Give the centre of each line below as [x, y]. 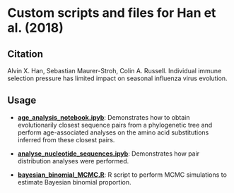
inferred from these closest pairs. [66, 139]
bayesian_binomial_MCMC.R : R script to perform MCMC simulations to [122, 175]
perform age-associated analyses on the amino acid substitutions [113, 132]
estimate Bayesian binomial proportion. [75, 182]
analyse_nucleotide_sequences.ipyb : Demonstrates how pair [109, 154]
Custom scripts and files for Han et [112, 13]
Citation [25, 54]
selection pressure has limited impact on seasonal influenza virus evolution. [117, 78]
